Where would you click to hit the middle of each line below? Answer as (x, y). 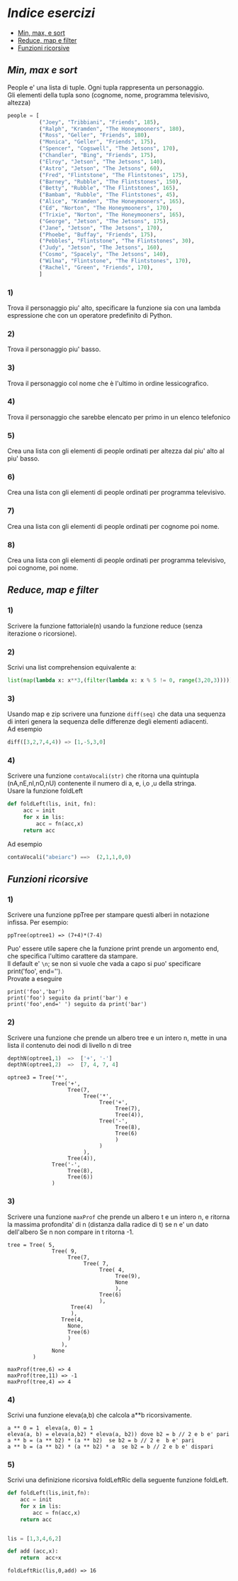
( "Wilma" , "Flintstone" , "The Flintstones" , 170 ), (115, 261)
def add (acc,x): (33, 1551)
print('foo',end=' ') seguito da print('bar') (77, 1004)
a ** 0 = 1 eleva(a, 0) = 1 (50, 1428)
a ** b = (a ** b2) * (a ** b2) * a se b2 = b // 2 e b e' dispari (110, 1447)
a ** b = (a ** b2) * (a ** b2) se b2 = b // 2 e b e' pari (101, 1440)
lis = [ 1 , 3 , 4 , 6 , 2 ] (34, 1538)
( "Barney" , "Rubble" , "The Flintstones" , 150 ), (110, 182)
